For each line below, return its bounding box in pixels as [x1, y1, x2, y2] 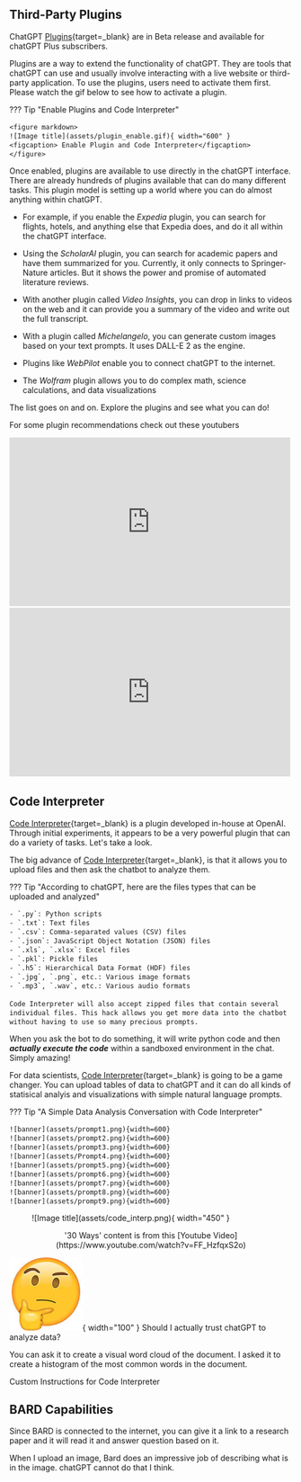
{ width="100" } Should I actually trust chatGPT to [82, 1322, 267, 1333]
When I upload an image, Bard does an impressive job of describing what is [9, 1452, 289, 1464]
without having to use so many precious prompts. [9, 1017, 199, 1026]
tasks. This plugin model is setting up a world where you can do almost [9, 184, 272, 195]
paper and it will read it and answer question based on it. [9, 1435, 220, 1446]
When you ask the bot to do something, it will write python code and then [9, 1033, 281, 1044]
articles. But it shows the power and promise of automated [49, 267, 267, 278]
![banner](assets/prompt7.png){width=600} [9, 1178, 171, 1188]
